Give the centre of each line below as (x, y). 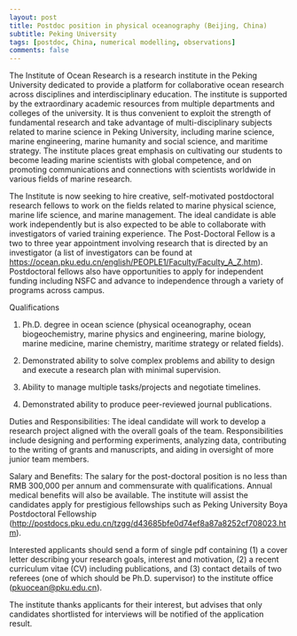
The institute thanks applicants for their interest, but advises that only (136, 605)
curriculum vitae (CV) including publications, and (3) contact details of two (145, 569)
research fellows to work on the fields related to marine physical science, (143, 206)
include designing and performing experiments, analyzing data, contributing (148, 440)
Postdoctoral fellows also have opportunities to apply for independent (137, 272)
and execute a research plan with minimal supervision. (121, 370)
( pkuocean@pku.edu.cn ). (56, 588)
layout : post (33, 17)
